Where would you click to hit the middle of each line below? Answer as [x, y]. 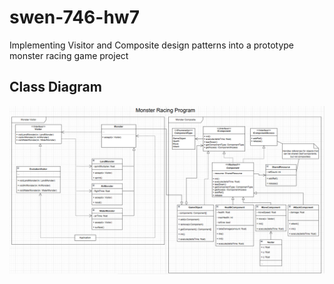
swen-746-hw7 [74, 17]
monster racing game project [69, 55]
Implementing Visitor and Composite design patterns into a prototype [151, 45]
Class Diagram [55, 87]
